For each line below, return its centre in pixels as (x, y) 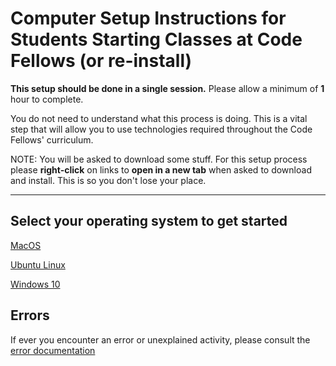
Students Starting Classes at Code (156, 39)
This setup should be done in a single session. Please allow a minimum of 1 (167, 88)
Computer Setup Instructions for (148, 18)
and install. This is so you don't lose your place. (108, 180)
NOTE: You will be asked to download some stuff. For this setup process (159, 159)
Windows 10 (35, 284)
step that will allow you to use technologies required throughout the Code (161, 129)
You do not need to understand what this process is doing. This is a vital (159, 118)
